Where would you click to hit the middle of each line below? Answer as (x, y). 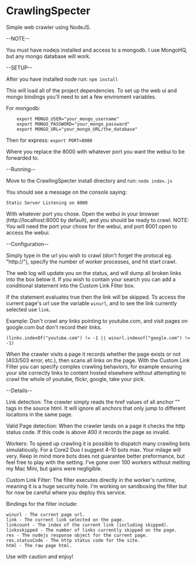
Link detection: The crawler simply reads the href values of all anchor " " (93, 402)
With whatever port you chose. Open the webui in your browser (83, 214)
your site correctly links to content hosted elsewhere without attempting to (96, 373)
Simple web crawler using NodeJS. (48, 27)
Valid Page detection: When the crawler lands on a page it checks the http (96, 426)
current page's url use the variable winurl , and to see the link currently (92, 303)
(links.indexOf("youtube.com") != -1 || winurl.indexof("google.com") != (98, 338)
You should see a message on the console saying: (67, 192)
